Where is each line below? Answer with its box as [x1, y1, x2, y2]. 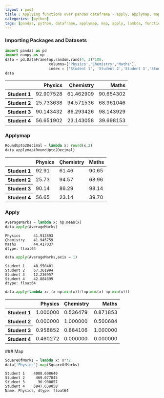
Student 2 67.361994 [5, 268, 54, 273]
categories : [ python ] [5, 16, 49, 21]
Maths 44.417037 [5, 242, 54, 247]
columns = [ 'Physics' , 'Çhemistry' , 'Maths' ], [48, 62, 137, 67]
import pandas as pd [5, 48, 47, 53]
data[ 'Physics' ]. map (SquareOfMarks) [5, 362, 80, 367]
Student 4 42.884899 [5, 276, 54, 281]
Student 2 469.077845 [5, 375, 58, 380]
